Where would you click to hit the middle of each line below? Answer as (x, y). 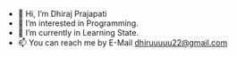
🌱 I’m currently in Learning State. (78, 33)
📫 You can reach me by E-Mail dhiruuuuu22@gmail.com (123, 43)
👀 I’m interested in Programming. (78, 23)
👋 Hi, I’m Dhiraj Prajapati (62, 14)
